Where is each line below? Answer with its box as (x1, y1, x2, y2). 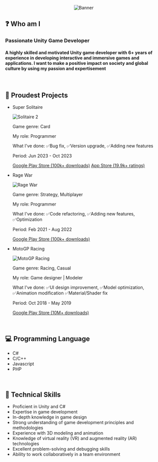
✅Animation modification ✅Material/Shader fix (12, 290, 108, 296)
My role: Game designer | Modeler (12, 275, 83, 281)
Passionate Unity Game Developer (5, 37, 90, 44)
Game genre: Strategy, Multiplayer (12, 192, 83, 198)
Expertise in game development (12, 409, 78, 415)
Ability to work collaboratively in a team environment (12, 451, 121, 457)
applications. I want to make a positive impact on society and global (5, 60, 149, 66)
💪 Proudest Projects (5, 91, 68, 99)
